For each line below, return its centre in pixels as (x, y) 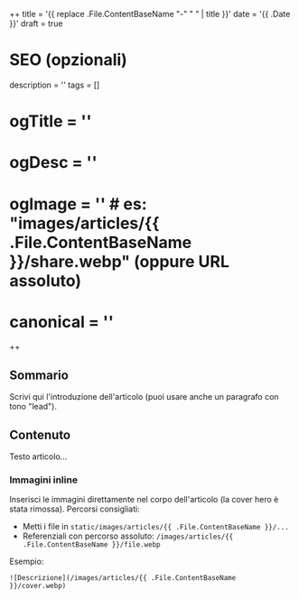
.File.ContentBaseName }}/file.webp (91, 545)
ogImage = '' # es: (78, 204)
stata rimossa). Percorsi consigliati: (75, 509)
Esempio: (27, 562)
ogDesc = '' (53, 163)
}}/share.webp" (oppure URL (120, 261)
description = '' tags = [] (55, 85)
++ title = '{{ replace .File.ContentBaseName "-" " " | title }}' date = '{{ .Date (150, 14)
